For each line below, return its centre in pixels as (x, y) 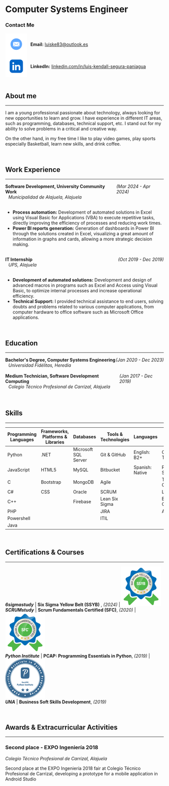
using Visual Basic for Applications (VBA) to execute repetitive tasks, (83, 218)
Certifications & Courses (45, 552)
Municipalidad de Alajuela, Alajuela (45, 197)
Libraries (55, 442)
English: (142, 452)
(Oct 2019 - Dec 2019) (141, 259)
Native (140, 473)
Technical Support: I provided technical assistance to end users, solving (88, 301)
